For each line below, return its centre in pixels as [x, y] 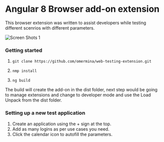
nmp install [24, 71]
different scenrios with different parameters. [50, 28]
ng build [21, 81]
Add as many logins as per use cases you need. [61, 129]
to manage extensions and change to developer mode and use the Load [78, 95]
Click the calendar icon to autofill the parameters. [62, 134]
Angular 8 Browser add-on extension [82, 9]
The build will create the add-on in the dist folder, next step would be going [81, 90]
